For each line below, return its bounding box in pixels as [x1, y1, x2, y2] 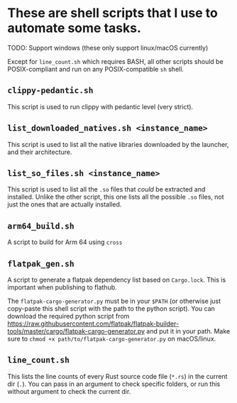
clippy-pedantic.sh [7, 85, 94, 96]
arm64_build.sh [7, 221, 75, 231]
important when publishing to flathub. [7, 283, 117, 292]
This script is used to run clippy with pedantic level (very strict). [7, 102, 194, 111]
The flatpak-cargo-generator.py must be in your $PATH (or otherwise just [7, 297, 221, 305]
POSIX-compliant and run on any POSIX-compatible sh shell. [7, 65, 184, 73]
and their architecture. [7, 148, 72, 156]
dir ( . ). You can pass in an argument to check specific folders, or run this [7, 380, 221, 388]
